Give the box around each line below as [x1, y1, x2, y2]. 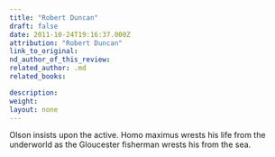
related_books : [9, 72, 67, 81]
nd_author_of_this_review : [9, 55, 111, 64]
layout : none [9, 105, 59, 114]
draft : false [9, 22, 59, 31]
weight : [9, 97, 39, 106]
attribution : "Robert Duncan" [9, 38, 124, 48]
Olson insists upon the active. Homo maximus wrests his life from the [9, 130, 266, 141]
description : [9, 88, 59, 97]
